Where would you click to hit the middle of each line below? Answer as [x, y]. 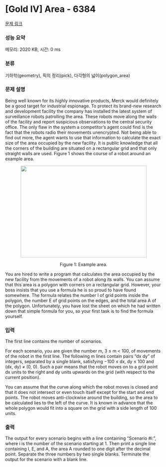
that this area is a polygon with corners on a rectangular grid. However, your [83, 284]
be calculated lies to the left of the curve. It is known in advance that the [79, 403]
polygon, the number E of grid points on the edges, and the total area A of [81, 300]
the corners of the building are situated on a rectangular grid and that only [81, 148]
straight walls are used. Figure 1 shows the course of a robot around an [78, 153]
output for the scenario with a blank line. [46, 460]
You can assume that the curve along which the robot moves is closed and [82, 387]
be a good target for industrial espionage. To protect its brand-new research [83, 106]
